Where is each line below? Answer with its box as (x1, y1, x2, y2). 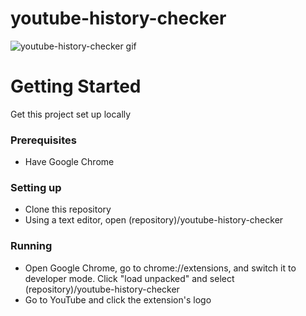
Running (10, 239, 53, 253)
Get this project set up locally (10, 108, 132, 120)
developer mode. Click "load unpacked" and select (24, 272, 235, 284)
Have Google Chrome (24, 156, 115, 168)
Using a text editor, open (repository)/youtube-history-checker (24, 214, 284, 226)
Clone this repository (24, 203, 112, 216)
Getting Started (10, 75, 142, 98)
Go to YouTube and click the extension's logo (24, 293, 212, 306)
